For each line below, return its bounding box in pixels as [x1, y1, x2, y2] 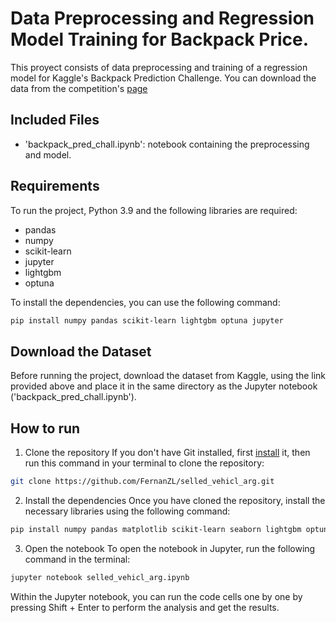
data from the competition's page [10, 82, 148, 94]
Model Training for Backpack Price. [10, 28, 310, 51]
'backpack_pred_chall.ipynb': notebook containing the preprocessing [24, 138, 310, 150]
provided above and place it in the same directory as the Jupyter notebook [10, 380, 318, 392]
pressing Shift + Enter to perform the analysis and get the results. [10, 601, 280, 613]
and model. [24, 148, 72, 161]
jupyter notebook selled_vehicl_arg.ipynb [10, 572, 190, 582]
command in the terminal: [24, 553, 131, 565]
